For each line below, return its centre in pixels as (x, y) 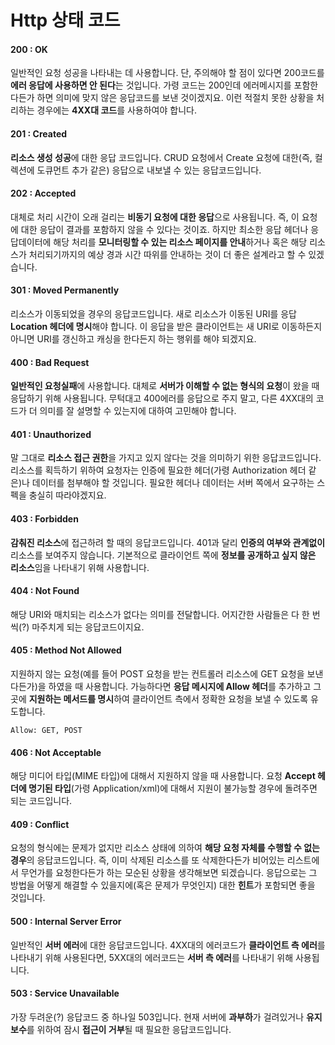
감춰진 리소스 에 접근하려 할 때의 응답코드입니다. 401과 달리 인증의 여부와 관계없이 (168, 542)
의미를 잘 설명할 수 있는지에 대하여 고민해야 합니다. (138, 411)
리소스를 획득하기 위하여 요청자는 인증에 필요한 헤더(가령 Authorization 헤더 (158, 470)
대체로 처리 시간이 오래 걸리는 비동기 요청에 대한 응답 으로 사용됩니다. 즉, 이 (155, 217)
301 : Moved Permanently (65, 290)
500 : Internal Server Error (66, 922)
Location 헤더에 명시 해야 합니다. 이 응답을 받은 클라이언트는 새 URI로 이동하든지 (166, 326)
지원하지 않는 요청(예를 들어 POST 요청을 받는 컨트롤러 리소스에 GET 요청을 (157, 674)
